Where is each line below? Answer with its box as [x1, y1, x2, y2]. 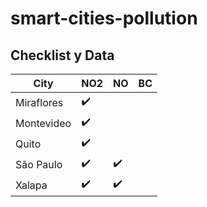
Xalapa [15, 178, 48, 192]
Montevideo [15, 116, 72, 130]
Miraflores [15, 95, 64, 109]
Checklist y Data [10, 47, 115, 64]
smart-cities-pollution [10, 7, 198, 30]
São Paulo [15, 157, 63, 171]
